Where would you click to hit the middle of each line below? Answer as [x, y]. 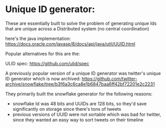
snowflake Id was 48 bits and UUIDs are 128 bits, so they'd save [80, 103]
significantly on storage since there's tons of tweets [67, 109]
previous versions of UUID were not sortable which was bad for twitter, [87, 114]
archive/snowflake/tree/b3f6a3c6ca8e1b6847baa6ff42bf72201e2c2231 [80, 84]
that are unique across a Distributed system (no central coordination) [77, 28]
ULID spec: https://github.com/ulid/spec [47, 63]
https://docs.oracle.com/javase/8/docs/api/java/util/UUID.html [70, 44]
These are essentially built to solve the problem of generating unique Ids [81, 23]
